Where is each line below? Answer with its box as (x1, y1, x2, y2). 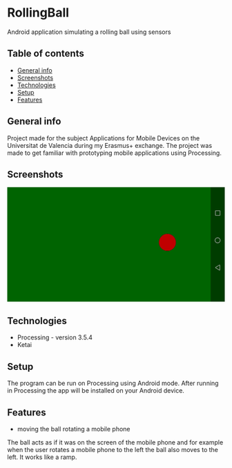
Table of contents (7, 48, 84, 59)
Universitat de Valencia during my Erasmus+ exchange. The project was (7, 141, 213, 149)
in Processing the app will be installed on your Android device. (7, 386, 185, 395)
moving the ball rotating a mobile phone (17, 425, 130, 433)
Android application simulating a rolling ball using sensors (7, 28, 171, 36)
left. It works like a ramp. (7, 453, 77, 461)
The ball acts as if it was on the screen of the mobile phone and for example (7, 438, 224, 447)
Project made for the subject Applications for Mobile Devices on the (7, 133, 200, 142)
